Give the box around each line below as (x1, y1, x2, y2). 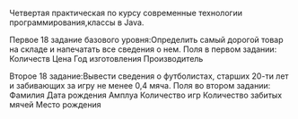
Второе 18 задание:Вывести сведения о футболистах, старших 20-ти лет (9, 71, 289, 81)
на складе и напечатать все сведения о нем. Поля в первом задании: (9, 44, 277, 55)
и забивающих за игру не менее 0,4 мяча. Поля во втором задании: (9, 81, 271, 90)
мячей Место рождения (9, 99, 101, 110)
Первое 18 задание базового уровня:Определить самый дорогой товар (9, 35, 285, 45)
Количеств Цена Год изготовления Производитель (9, 54, 204, 64)
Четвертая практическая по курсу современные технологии (9, 8, 242, 18)
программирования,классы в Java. (9, 17, 145, 28)
